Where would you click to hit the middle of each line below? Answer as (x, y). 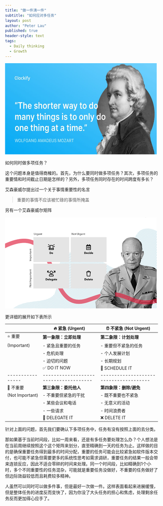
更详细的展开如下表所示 (28, 316)
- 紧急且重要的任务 (62, 346)
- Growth (18, 51)
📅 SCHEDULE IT (116, 368)
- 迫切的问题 (55, 361)
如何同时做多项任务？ (26, 162)
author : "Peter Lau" (26, 26)
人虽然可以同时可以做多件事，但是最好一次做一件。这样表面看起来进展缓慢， (81, 487)
